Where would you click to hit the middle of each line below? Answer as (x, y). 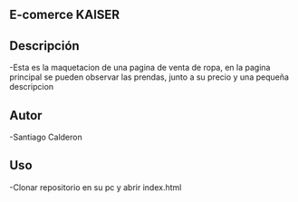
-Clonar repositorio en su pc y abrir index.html (96, 187)
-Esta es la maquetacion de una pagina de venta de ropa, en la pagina (140, 68)
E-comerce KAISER (65, 15)
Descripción (44, 46)
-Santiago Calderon (46, 137)
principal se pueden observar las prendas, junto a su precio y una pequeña (149, 77)
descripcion (32, 87)
